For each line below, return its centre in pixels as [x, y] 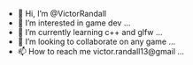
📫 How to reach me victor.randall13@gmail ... [100, 51]
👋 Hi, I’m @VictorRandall [62, 14]
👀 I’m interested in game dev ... [74, 23]
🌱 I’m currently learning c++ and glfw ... [90, 32]
